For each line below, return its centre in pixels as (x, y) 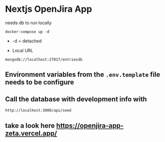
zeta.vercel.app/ (31, 133)
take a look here (30, 125)
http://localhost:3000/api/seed (38, 110)
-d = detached (27, 41)
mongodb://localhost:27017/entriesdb (44, 59)
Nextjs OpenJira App (49, 9)
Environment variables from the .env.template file (83, 75)
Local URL (23, 50)
